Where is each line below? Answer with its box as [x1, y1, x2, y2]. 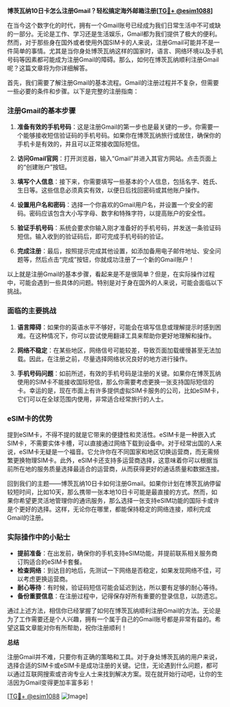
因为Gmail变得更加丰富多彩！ [12, 678, 96, 687]
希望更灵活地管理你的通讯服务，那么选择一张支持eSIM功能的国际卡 [18, 496, 207, 504]
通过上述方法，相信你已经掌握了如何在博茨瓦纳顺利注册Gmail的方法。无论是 [7, 606, 221, 615]
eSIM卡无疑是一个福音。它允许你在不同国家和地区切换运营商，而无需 [18, 447, 214, 456]
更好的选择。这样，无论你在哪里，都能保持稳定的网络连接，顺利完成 [18, 505, 211, 513]
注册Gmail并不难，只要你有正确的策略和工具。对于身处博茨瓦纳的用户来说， [7, 653, 221, 661]
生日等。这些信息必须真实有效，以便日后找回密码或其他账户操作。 [16, 186, 203, 195]
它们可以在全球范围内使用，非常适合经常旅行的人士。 [16, 395, 168, 403]
